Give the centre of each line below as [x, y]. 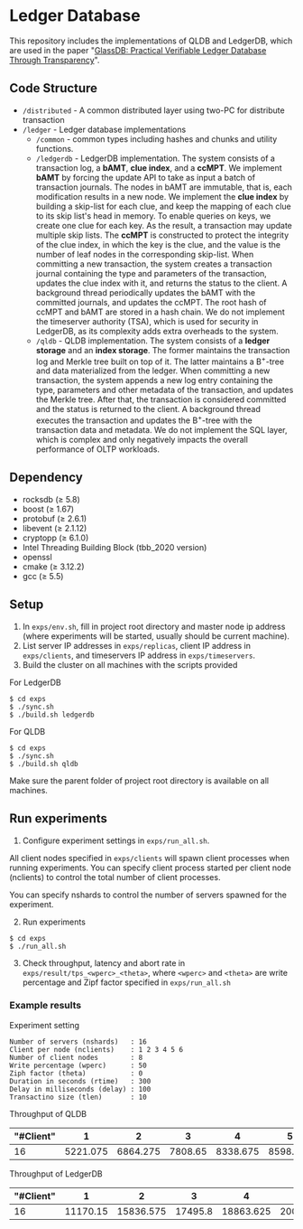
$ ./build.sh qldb [44, 764]
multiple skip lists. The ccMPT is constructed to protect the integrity [162, 235]
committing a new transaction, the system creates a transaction [154, 264]
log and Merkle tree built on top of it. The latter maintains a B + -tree [160, 361]
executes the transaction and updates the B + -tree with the [144, 419]
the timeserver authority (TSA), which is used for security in [147, 321]
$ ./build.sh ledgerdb [52, 715]
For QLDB [28, 731]
